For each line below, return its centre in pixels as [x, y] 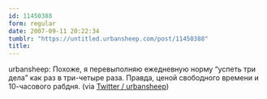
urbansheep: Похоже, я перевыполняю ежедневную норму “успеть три [132, 69]
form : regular [32, 24]
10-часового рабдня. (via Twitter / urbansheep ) [89, 87]
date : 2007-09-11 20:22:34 [54, 31]
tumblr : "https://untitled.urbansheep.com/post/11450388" [108, 39]
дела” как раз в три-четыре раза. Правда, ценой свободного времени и [133, 78]
